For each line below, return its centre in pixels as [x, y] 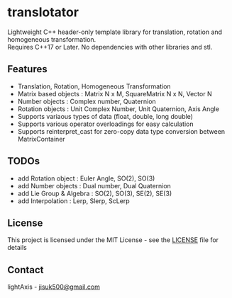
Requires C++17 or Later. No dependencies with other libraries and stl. [110, 47]
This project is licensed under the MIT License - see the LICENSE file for [113, 240]
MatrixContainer [41, 139]
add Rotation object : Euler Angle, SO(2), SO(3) [86, 178]
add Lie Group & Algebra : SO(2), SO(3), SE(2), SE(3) [95, 193]
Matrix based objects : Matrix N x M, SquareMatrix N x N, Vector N [115, 93]
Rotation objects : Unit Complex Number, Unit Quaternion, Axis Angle [118, 109]
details [17, 248]
